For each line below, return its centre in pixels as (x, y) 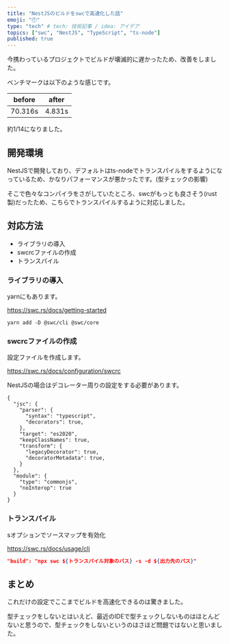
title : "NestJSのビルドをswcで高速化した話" (65, 13)
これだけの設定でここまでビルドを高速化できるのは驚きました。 (97, 602)
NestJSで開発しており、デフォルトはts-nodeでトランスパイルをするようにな (115, 170)
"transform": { (41, 446)
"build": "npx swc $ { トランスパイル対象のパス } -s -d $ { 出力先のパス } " (102, 561)
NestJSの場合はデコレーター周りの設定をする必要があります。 (95, 385)
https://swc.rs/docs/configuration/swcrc (64, 371)
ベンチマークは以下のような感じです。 (61, 82)
